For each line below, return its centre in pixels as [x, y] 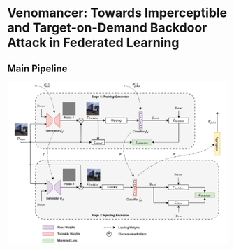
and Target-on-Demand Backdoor [107, 28]
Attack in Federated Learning [93, 43]
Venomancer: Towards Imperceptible [117, 13]
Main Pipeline [37, 68]
